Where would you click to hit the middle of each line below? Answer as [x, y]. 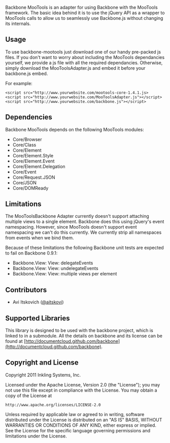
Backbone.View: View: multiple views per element [65, 274]
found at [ [15, 341]
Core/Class [24, 145]
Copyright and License [42, 363]
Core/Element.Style [33, 155]
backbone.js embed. [27, 73]
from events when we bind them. [40, 238]
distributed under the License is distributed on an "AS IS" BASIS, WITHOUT [84, 420]
